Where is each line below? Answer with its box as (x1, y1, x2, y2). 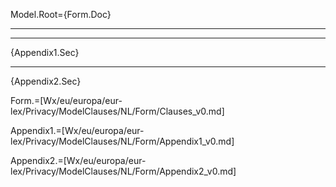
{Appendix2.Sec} (10, 75, 82, 87)
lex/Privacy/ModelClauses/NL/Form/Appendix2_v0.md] (10, 165, 237, 177)
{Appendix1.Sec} (10, 47, 80, 58)
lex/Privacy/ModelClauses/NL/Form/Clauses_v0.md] (10, 105, 225, 117)
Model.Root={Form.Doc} (10, 9, 112, 20)
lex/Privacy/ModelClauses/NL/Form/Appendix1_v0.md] (10, 135, 235, 147)
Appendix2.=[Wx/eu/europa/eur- (10, 155, 147, 166)
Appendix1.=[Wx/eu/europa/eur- (10, 125, 145, 136)
